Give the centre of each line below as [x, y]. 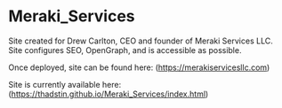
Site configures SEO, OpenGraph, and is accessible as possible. [125, 50]
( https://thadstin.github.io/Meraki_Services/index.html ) [109, 94]
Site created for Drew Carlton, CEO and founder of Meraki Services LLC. [141, 41]
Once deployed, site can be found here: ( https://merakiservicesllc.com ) [139, 67]
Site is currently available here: [65, 84]
